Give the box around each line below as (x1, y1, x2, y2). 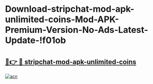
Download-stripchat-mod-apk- (5, 3, 135, 15)
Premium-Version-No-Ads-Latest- (5, 25, 149, 35)
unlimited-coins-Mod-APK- (5, 14, 119, 25)
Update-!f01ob (5, 35, 66, 46)
